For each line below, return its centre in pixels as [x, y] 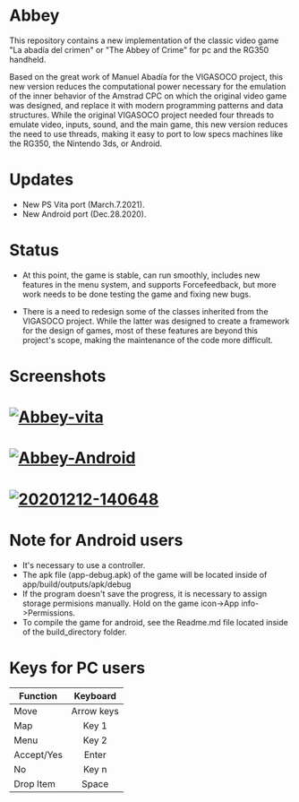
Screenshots [58, 376]
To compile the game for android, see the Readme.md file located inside [155, 622]
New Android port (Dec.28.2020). [84, 214]
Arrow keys [95, 711]
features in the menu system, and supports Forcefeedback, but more [149, 284]
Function [38, 696]
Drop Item [34, 784]
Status [34, 250]
